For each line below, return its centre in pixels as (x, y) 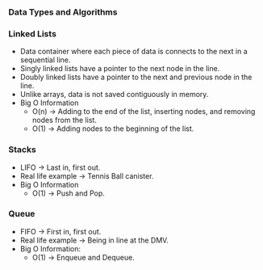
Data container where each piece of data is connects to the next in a (134, 52)
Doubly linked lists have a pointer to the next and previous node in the (136, 77)
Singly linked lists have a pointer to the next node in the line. (120, 69)
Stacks (22, 150)
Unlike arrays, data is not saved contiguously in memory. (114, 95)
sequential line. (45, 60)
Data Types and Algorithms (63, 12)
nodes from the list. (64, 120)
